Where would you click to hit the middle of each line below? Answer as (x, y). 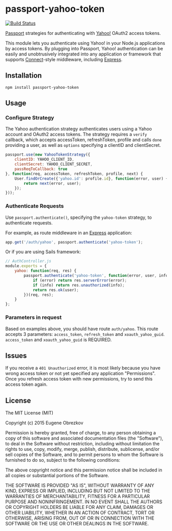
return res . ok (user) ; (56, 290)
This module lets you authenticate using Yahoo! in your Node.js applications (85, 43)
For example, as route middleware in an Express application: (69, 233)
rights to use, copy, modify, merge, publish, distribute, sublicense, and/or (82, 449)
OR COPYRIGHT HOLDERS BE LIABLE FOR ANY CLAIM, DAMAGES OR (79, 507)
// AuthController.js (28, 261)
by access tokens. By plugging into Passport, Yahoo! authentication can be (84, 48)
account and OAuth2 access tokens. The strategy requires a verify (76, 135)
